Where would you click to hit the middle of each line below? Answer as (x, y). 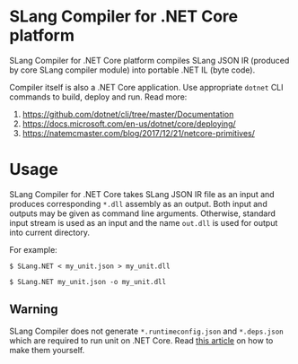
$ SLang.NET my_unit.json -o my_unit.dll (88, 282)
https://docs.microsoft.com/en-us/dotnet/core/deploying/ (129, 124)
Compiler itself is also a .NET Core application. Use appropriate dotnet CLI (147, 87)
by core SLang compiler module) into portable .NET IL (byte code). (132, 70)
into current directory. (49, 232)
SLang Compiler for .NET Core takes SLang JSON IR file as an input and (142, 194)
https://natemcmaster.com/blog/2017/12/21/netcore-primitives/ (139, 133)
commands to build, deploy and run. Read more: (98, 97)
